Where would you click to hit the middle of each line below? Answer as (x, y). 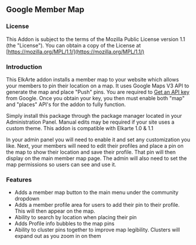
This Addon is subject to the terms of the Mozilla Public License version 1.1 (96, 39)
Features (19, 179)
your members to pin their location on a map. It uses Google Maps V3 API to (98, 86)
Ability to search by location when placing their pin (75, 217)
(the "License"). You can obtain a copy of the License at (74, 45)
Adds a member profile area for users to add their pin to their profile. (97, 205)
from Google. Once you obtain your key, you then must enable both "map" (96, 98)
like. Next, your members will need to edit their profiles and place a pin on (95, 145)
